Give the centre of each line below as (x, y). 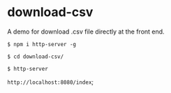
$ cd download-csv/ (36, 57)
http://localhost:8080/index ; (51, 82)
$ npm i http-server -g (42, 44)
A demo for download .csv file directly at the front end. (86, 31)
